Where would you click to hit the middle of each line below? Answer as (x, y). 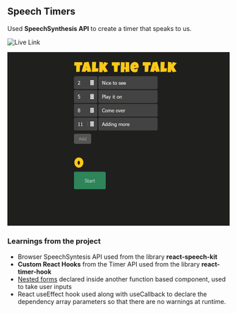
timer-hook (34, 272)
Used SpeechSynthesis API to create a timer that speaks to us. (99, 28)
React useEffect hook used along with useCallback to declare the (112, 294)
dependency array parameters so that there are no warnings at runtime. (122, 301)
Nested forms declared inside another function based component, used (122, 279)
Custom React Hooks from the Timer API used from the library (109, 264)
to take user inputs (44, 286)
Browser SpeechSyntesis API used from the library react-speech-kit (117, 257)
